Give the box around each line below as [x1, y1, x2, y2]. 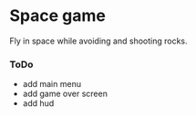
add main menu [22, 79, 82, 90]
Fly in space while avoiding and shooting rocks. [9, 35, 188, 46]
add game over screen [22, 88, 108, 100]
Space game [9, 5, 107, 26]
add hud [22, 98, 55, 109]
